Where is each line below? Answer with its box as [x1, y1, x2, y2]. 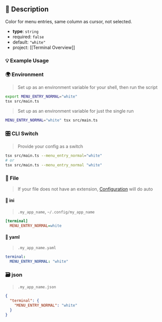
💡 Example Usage [5, 57, 49, 64]
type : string [12, 28, 39, 34]
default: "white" [12, 39, 46, 45]
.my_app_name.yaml [17, 246, 56, 251]
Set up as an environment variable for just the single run [17, 108, 134, 114]
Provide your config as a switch [17, 143, 84, 149]
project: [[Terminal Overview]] [12, 44, 75, 51]
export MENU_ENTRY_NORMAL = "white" [5, 94, 78, 99]
